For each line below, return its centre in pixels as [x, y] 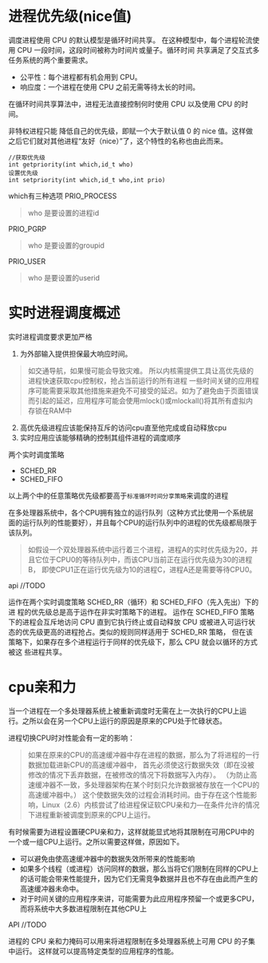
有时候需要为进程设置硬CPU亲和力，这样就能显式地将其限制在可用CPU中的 [132, 831]
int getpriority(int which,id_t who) [71, 165]
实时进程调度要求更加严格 [50, 336]
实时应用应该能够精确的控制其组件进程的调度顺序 [100, 437]
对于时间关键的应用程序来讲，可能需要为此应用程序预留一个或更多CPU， [139, 898]
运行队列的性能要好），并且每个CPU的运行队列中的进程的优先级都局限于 [140, 522]
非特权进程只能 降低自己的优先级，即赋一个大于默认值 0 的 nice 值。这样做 [131, 131]
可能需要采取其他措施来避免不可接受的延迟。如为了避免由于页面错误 [147, 390]
